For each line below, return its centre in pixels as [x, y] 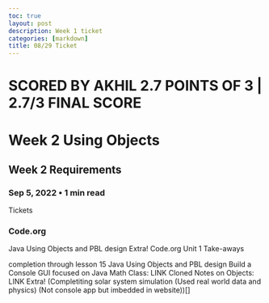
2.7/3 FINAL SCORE [75, 103]
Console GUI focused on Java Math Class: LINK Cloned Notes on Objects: [131, 273]
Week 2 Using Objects [84, 140]
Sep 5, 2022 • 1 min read [57, 192]
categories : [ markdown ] [48, 38]
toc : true [25, 16]
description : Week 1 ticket [56, 31]
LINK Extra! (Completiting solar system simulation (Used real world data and [134, 282]
